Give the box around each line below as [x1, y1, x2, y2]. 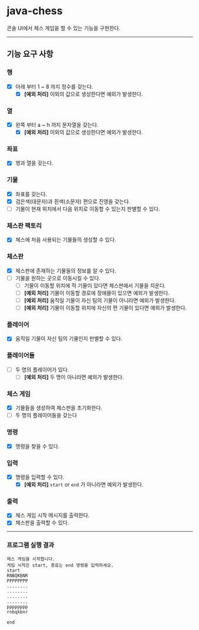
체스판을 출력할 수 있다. [15, 519, 70, 526]
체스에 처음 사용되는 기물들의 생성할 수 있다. [15, 236, 117, 244]
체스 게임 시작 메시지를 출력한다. [15, 511, 90, 519]
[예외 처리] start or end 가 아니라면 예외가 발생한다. [24, 481, 144, 488]
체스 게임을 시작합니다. [6, 556, 56, 562]
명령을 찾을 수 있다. [15, 443, 60, 450]
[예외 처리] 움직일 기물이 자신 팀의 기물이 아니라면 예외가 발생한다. [24, 296, 176, 303]
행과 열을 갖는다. [15, 159, 54, 167]
